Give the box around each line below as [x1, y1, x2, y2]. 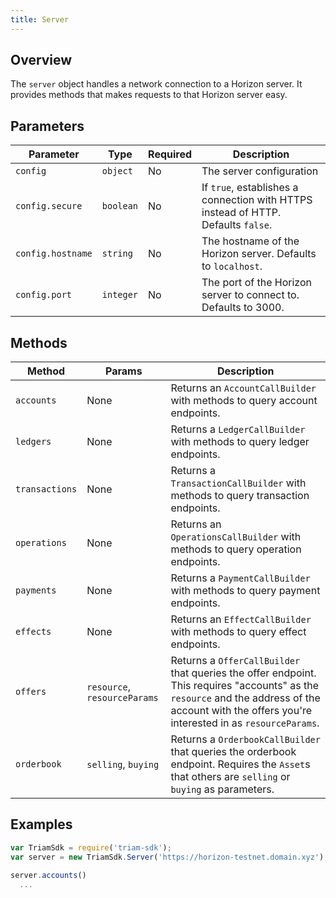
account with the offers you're [170, 704, 313, 718]
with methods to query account [170, 394, 318, 408]
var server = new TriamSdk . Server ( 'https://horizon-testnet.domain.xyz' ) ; [10, 852, 329, 862]
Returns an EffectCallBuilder [170, 612, 312, 626]
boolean [101, 201, 139, 212]
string [101, 248, 133, 260]
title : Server [10, 14, 70, 25]
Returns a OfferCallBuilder [170, 654, 301, 668]
